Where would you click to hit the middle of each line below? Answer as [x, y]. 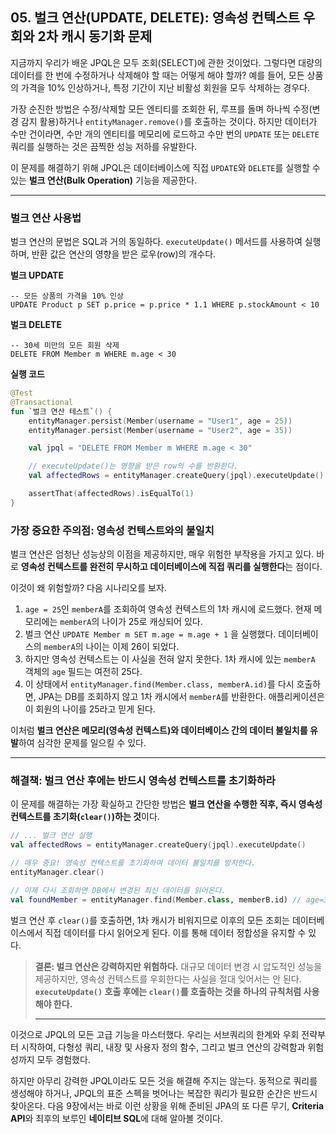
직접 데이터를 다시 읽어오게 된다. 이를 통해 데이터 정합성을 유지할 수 [175, 932]
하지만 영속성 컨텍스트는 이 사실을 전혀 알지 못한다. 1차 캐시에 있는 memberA [170, 659]
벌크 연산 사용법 [46, 218]
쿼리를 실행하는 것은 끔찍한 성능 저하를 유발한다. [104, 146]
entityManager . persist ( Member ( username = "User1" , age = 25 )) [160, 421]
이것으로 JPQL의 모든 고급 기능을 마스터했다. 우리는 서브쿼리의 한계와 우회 [155, 1034]
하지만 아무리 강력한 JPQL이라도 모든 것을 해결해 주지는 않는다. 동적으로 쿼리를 [164, 1080]
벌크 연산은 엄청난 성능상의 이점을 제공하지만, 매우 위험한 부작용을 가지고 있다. [162, 554]
